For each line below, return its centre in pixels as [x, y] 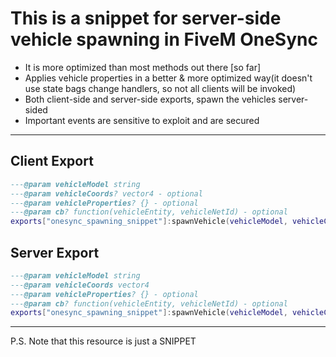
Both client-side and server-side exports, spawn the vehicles [150, 99]
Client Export [52, 161]
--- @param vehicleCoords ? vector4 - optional [106, 193]
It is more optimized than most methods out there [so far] [143, 67]
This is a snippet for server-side [146, 18]
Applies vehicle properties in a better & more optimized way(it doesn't [168, 78]
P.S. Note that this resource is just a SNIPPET [103, 341]
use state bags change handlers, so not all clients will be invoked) [160, 88]
